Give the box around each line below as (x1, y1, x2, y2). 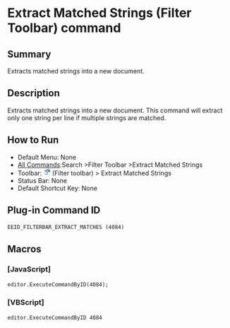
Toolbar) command (7, 20, 121, 36)
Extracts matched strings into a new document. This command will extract (7, 106, 223, 115)
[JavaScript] (7, 264, 52, 274)
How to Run (7, 134, 59, 146)
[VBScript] (7, 298, 44, 307)
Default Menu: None (17, 153, 76, 161)
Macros (7, 242, 42, 255)
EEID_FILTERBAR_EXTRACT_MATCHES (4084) (7, 224, 125, 231)
